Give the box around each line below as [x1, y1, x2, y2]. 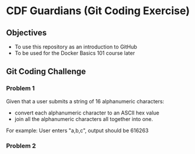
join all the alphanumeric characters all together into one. [14, 115, 153, 122]
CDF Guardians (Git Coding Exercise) [6, 4, 190, 18]
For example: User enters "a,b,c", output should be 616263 [6, 127, 149, 134]
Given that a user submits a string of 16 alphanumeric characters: [6, 97, 164, 104]
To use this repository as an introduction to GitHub [14, 43, 137, 50]
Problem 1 [6, 84, 35, 93]
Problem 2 [6, 142, 37, 150]
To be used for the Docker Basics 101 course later [14, 50, 135, 57]
